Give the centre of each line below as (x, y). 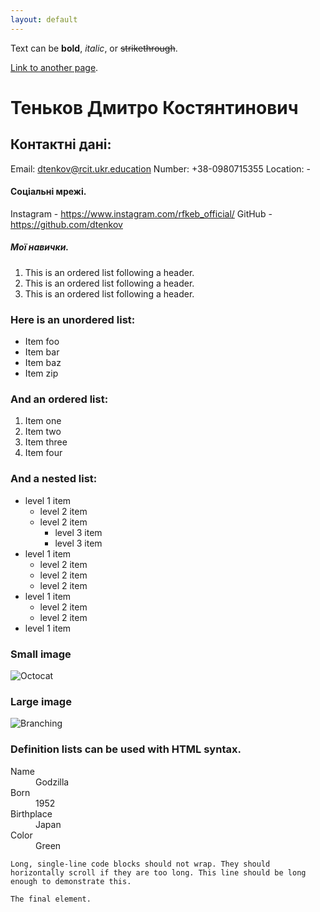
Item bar (42, 352)
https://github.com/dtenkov (66, 224)
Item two (43, 432)
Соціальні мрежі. (48, 192)
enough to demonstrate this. (71, 881)
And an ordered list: (59, 399)
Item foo (42, 342)
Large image (41, 701)
